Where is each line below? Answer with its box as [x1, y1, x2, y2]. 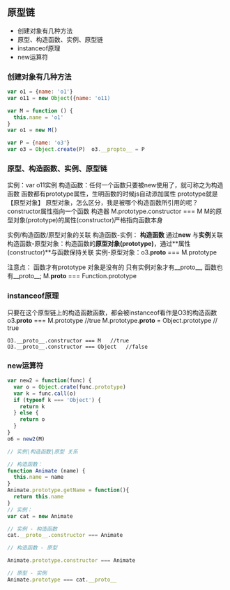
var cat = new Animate [7, 512, 73, 519]
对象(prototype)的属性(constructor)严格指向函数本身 [13, 216, 164, 224]
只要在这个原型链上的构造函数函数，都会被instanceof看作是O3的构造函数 [7, 308, 217, 317]
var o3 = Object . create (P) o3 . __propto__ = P [7, 146, 145, 153]
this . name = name [13, 474, 64, 481]
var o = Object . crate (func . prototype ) [13, 383, 127, 390]
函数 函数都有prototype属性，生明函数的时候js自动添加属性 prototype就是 [7, 189, 218, 198]
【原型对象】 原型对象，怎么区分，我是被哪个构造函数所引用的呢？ [7, 199, 199, 207]
